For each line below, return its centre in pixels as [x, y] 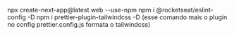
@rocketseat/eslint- [185, 10]
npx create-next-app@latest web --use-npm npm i [81, 10]
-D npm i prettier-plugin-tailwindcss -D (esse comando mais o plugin [127, 17]
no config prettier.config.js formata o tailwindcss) [79, 24]
